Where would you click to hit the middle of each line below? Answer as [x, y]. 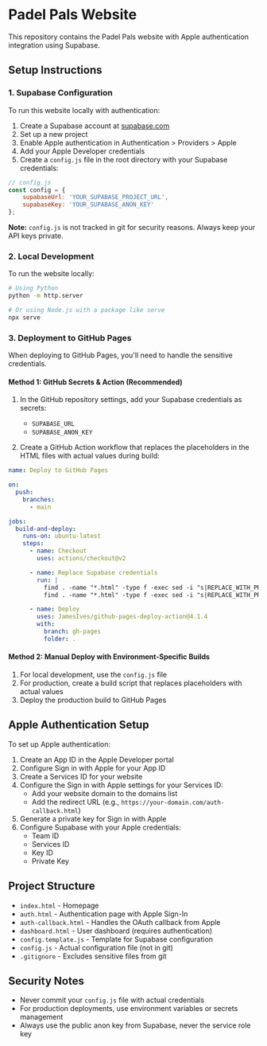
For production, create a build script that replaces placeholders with [131, 683]
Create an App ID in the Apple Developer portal [97, 759]
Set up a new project [54, 134]
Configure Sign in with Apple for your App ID [93, 768]
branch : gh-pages [72, 632]
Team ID [45, 835]
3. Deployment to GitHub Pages [70, 338]
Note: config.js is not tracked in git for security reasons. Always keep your [132, 227]
